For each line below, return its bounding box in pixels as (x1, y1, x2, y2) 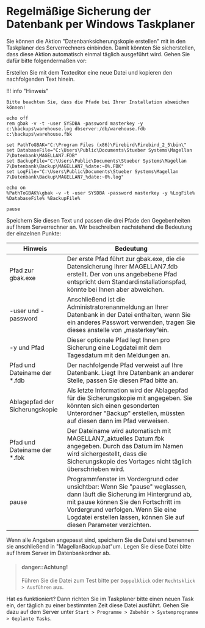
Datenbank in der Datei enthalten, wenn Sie (67, 310, 191, 319)
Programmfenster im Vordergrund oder (67, 475, 179, 483)
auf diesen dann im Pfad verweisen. (67, 416, 170, 425)
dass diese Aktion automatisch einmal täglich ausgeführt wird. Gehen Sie (6, 50, 190, 57)
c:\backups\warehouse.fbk (6, 131, 72, 137)
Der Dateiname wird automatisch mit (67, 426, 171, 435)
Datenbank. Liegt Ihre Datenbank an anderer (67, 368, 194, 377)
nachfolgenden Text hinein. (6, 75, 75, 83)
